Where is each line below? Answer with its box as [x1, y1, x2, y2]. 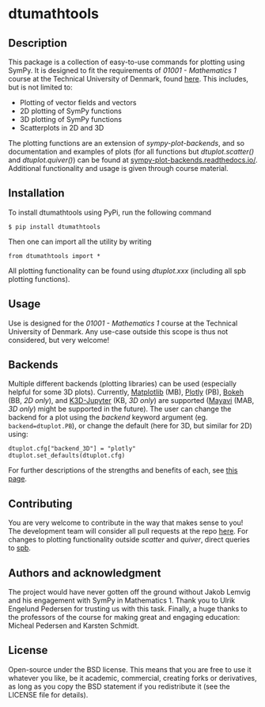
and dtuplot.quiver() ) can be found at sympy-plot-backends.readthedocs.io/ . [8, 155, 259, 165]
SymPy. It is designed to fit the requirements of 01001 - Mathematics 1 [8, 66, 237, 75]
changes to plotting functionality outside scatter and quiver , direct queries [8, 535, 251, 545]
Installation [8, 187, 65, 200]
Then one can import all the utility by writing [8, 237, 152, 246]
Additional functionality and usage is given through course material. [8, 164, 229, 173]
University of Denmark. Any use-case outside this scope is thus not [8, 326, 229, 336]
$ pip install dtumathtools [8, 222, 101, 230]
